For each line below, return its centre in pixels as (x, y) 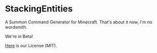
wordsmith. (16, 27)
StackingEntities (39, 9)
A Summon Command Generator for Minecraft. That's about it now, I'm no (79, 22)
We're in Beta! (19, 36)
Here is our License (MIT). (31, 45)
